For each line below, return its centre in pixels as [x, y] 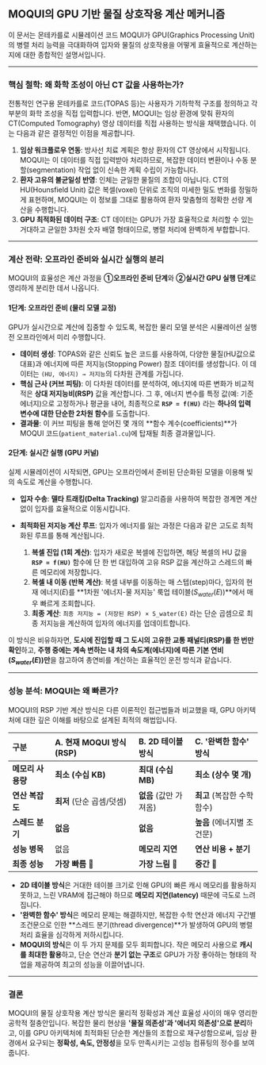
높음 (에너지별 [220, 822]
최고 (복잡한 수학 [224, 795]
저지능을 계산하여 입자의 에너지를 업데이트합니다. [115, 623]
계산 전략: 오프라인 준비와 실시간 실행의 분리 [86, 260]
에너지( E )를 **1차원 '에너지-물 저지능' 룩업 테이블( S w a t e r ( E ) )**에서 [142, 592]
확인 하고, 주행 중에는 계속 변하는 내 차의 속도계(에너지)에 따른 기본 [109, 650]
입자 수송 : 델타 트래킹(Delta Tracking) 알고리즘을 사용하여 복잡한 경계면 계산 [138, 498]
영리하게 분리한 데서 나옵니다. [54, 288]
